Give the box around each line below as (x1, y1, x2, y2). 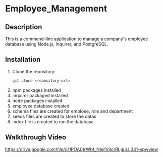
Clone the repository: (12, 68, 56, 74)
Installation (5, 55, 41, 64)
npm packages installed (12, 87, 61, 93)
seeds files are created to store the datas (12, 113, 97, 119)
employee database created (12, 103, 70, 109)
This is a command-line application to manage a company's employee (5, 36, 148, 42)
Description (5, 23, 42, 31)
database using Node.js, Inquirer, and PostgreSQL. (5, 41, 109, 47)
